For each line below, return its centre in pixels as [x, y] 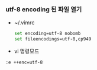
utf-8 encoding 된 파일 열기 [44, 9]
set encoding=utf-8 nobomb [47, 34]
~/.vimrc [24, 23]
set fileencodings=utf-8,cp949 [53, 39]
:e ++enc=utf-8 [24, 63]
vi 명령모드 [27, 51]
